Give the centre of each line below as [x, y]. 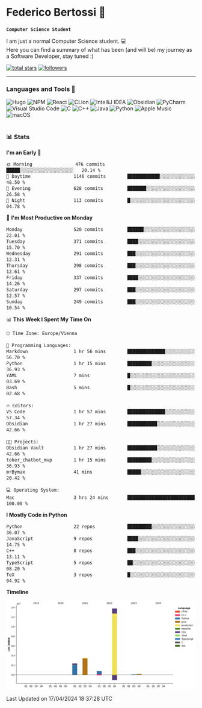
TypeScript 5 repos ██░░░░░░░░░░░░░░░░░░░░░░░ [101, 563]
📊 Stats [18, 137]
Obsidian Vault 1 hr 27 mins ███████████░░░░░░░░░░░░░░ [101, 448]
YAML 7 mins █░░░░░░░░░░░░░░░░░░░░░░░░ [101, 375]
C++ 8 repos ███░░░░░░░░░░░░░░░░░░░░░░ [101, 551]
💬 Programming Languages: [38, 345]
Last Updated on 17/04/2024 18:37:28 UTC [60, 699]
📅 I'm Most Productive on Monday [50, 218]
